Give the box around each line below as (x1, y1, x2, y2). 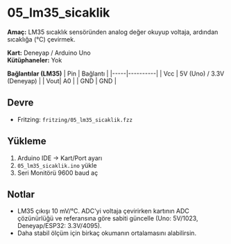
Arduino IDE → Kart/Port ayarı (17, 154, 103, 162)
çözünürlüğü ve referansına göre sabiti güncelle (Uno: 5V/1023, (17, 214, 198, 223)
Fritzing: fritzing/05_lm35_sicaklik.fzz (17, 115, 133, 123)
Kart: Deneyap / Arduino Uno (7, 49, 92, 57)
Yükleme (7, 135, 46, 147)
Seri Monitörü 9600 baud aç (17, 168, 99, 177)
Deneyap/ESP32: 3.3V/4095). (17, 222, 102, 230)
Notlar (7, 189, 35, 200)
